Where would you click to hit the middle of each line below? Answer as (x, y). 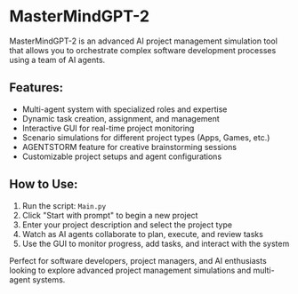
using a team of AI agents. (57, 60)
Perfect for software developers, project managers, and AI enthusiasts (138, 260)
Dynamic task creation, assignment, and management (121, 118)
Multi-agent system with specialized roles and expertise (125, 109)
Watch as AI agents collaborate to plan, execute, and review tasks (143, 234)
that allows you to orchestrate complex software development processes (143, 50)
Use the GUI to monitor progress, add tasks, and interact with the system (156, 243)
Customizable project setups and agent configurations (122, 156)
